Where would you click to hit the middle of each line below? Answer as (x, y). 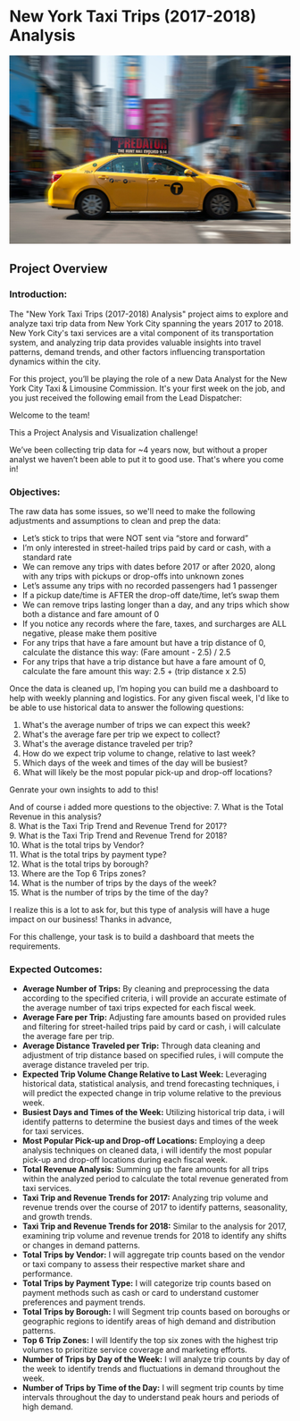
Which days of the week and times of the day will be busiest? (135, 763)
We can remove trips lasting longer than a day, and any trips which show (156, 605)
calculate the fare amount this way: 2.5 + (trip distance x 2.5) (134, 672)
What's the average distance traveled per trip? (108, 744)
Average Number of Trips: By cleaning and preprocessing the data (146, 989)
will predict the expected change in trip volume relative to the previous (152, 1094)
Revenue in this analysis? (55, 816)
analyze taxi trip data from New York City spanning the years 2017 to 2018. (146, 323)
